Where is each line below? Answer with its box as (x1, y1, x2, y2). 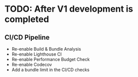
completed (4, 14, 49, 25)
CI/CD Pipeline (4, 33, 50, 41)
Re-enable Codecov (11, 62, 52, 67)
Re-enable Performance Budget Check (11, 57, 90, 62)
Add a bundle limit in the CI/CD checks (11, 67, 90, 73)
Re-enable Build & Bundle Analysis (11, 46, 81, 52)
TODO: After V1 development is (4, 3, 134, 15)
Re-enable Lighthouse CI (11, 51, 62, 57)
